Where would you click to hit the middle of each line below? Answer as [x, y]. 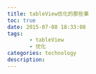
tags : [15, 33]
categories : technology [42, 54]
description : [26, 60]
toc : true [22, 20]
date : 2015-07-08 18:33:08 [47, 27]
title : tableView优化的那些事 [48, 14]
